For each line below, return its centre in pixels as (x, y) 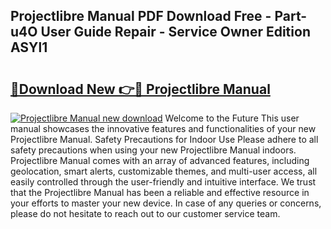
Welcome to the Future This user (232, 118)
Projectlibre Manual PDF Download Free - (141, 16)
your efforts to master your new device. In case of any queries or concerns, (166, 203)
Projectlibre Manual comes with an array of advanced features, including (160, 160)
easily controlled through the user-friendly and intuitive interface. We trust (163, 182)
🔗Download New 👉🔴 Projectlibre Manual (140, 89)
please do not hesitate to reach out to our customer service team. (145, 213)
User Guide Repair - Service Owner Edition (175, 32)
